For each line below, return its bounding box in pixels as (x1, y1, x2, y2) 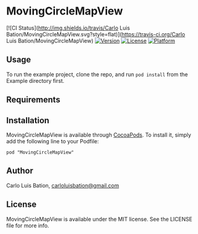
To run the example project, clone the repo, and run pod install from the (6, 71, 188, 78)
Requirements (6, 95, 60, 105)
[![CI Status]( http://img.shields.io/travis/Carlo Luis (6, 24, 130, 31)
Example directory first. (6, 77, 65, 84)
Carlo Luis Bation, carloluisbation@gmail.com (6, 181, 120, 189)
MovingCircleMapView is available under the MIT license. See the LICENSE (6, 215, 193, 223)
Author (6, 166, 33, 176)
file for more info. (6, 222, 49, 229)
